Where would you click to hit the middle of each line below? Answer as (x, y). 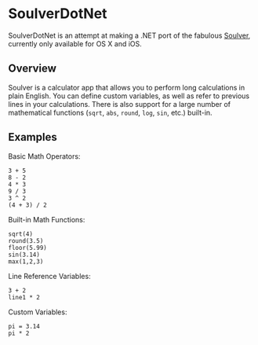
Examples (33, 137)
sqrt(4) (21, 234)
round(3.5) (26, 240)
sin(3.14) (24, 255)
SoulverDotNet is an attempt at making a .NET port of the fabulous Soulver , (129, 35)
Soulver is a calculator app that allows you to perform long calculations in (127, 87)
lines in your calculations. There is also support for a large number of (120, 104)
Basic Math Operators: (44, 156)
